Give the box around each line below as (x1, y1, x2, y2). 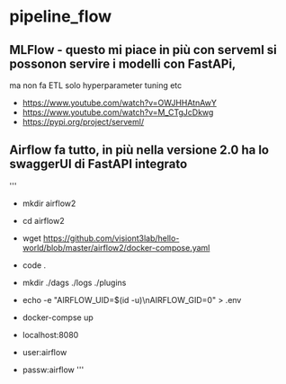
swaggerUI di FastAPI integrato (9, 156, 188, 172)
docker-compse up (22, 312, 94, 323)
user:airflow (22, 346, 67, 357)
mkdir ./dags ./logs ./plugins (22, 277, 127, 288)
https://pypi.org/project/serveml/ (22, 117, 145, 127)
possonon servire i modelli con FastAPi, (9, 56, 237, 71)
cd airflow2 (22, 215, 65, 226)
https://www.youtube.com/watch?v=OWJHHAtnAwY (22, 97, 218, 108)
